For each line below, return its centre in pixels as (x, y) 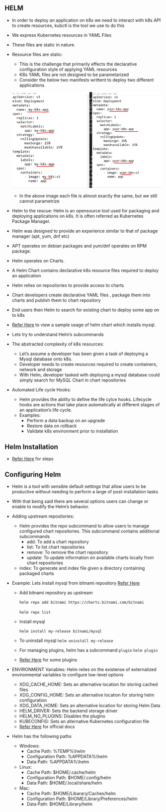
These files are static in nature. (43, 45)
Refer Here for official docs (47, 726)
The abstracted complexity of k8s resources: (58, 344)
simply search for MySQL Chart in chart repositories (73, 380)
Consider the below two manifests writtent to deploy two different (86, 80)
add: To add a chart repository (58, 541)
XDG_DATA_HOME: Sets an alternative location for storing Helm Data (90, 705)
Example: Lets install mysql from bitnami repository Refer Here (76, 583)
